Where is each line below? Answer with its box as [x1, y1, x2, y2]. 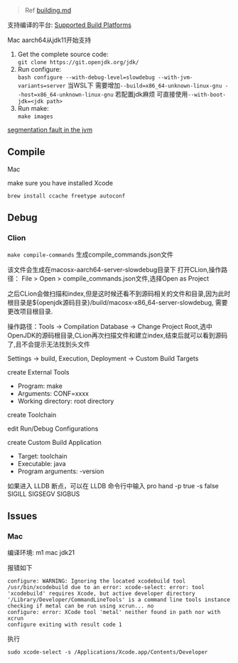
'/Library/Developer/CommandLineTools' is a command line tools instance [7, 596, 231, 603]
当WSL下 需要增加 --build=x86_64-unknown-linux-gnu [67, 81, 222, 90]
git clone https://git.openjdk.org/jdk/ [17, 59, 139, 66]
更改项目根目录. [7, 307, 53, 316]
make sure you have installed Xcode [7, 178, 114, 187]
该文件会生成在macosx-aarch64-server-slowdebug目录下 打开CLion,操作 [7, 265, 222, 274]
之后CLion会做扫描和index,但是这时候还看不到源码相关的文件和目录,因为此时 [7, 289, 231, 298]
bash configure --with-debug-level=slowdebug [17, 74, 155, 81]
